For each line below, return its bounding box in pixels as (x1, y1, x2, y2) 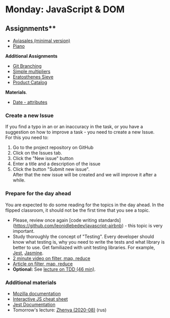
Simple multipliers (12, 68, 51, 74)
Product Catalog (12, 79, 47, 85)
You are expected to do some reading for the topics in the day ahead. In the (5, 202, 164, 208)
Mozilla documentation (12, 290, 61, 296)
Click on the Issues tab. (12, 150, 62, 156)
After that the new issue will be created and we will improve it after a (12, 172, 157, 178)
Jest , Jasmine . (12, 250, 44, 256)
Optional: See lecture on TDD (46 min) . (12, 266, 96, 272)
